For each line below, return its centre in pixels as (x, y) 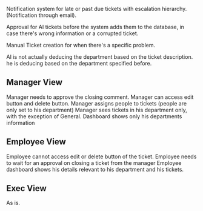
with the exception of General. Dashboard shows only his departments (94, 116)
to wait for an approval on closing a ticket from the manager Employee (94, 162)
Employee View (36, 142)
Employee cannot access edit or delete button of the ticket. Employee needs (101, 156)
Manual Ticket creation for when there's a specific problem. (81, 45)
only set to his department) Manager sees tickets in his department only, (97, 110)
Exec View (26, 188)
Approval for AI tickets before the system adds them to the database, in (95, 27)
